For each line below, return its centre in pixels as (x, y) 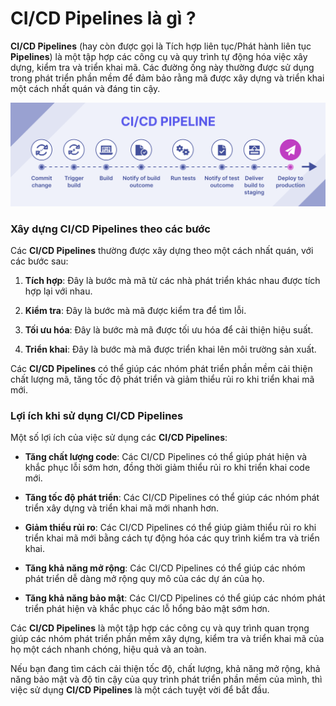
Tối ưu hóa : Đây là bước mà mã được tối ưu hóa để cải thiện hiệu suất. (169, 330)
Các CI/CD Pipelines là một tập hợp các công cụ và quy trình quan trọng (160, 628)
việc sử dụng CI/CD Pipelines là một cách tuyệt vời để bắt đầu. (140, 690)
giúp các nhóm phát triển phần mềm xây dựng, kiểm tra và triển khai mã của (167, 639)
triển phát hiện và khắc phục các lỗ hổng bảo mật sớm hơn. (147, 609)
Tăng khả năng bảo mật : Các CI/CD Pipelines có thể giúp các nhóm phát (175, 598)
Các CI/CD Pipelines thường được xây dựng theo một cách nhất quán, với (162, 251)
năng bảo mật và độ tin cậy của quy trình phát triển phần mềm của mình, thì (166, 679)
